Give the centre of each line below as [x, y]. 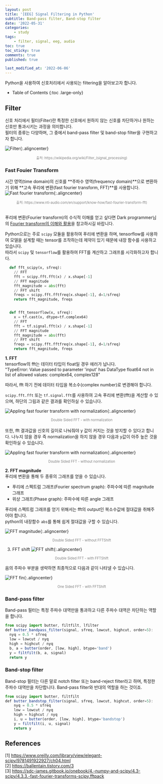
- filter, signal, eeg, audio [45, 42]
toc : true [15, 46]
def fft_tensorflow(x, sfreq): [41, 313]
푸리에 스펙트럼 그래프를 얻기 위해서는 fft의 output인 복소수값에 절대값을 [73, 509]
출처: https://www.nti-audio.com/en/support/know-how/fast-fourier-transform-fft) [82, 203]
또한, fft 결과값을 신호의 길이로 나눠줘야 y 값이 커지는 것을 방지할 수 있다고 [75, 431]
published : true [21, 60]
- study [21, 32]
